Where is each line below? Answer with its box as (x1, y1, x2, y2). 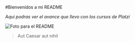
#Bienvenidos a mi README (5, 4, 62, 10)
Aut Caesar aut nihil (17, 33, 58, 39)
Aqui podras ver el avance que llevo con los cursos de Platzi (5, 14, 130, 19)
